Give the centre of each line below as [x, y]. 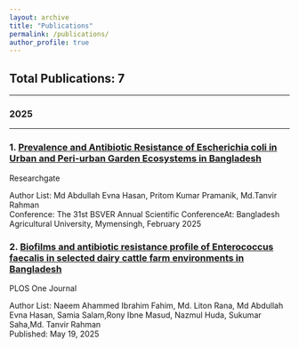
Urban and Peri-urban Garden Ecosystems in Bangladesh [136, 158]
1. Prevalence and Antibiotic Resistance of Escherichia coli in [143, 148]
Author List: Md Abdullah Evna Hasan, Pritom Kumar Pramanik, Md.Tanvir [143, 195]
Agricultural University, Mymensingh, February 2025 [105, 223]
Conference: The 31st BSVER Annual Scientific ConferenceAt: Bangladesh [145, 214]
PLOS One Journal [43, 288]
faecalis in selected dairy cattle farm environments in [127, 257]
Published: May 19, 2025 [54, 334]
